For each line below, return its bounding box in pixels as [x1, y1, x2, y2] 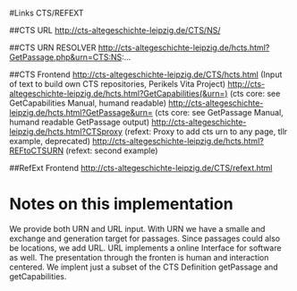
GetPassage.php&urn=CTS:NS [9, 52, 123, 62]
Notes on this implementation [9, 194, 234, 214]
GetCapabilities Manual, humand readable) [9, 98, 167, 108]
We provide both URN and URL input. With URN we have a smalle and [9, 223, 266, 234]
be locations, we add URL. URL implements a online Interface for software [9, 242, 282, 253]
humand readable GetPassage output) [9, 116, 150, 127]
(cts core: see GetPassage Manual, [155, 107, 284, 117]
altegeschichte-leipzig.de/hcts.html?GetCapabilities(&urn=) [9, 89, 228, 98]
